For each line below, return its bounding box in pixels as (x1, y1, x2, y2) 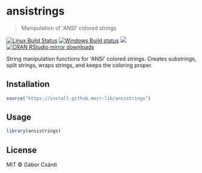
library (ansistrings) (6, 128, 61, 134)
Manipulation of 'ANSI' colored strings (21, 24, 117, 32)
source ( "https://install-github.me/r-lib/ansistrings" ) (6, 95, 151, 101)
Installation (6, 79, 50, 89)
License (6, 144, 37, 155)
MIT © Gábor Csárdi (6, 161, 58, 168)
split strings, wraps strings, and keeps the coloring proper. (6, 61, 153, 69)
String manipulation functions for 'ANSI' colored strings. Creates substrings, (6, 55, 197, 62)
